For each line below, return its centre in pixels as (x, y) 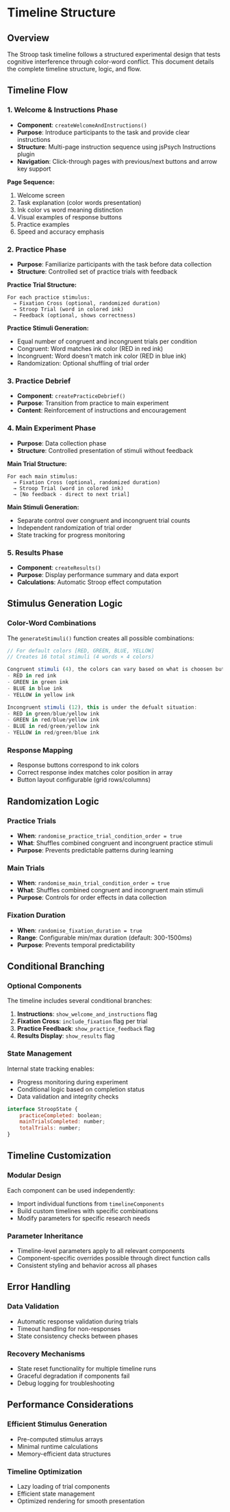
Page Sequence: (31, 182)
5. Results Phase (35, 552)
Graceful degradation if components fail (73, 1376)
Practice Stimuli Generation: (48, 328)
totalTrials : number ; (50, 1128)
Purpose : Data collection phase (62, 443)
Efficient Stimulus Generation (57, 1424)
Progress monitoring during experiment (73, 1082)
